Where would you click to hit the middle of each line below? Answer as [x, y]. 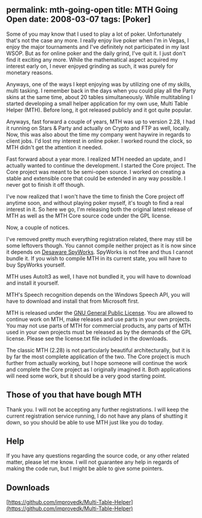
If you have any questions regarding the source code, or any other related [98, 456]
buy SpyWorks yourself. [36, 265]
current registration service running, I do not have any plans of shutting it [97, 416]
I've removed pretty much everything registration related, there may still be [99, 239]
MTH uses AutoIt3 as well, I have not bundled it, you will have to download [99, 276]
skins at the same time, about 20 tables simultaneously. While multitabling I [99, 97]
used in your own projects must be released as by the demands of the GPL [99, 332]
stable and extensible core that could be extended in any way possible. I [96, 178]
